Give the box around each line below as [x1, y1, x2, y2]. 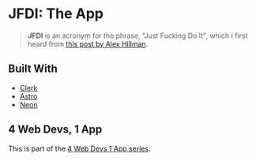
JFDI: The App [8, 5, 104, 23]
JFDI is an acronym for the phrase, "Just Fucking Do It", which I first [27, 31, 248, 40]
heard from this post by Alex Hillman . [27, 39, 149, 48]
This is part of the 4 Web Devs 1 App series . [8, 144, 152, 153]
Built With [8, 62, 58, 76]
